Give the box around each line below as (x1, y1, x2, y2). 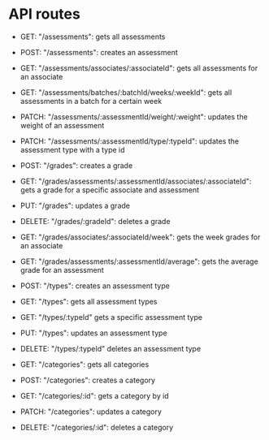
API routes (8, 5, 81, 24)
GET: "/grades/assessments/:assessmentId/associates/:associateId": (20, 176, 252, 186)
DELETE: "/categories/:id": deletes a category (20, 422, 174, 432)
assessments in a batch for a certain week (20, 96, 163, 106)
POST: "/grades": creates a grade (20, 160, 133, 170)
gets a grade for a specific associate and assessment (20, 184, 200, 195)
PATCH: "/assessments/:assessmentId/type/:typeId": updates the (20, 136, 240, 146)
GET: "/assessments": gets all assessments (20, 32, 166, 41)
